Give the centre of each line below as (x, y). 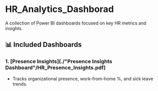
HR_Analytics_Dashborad (60, 9)
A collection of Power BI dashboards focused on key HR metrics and (76, 23)
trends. (20, 84)
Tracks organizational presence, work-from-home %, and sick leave (83, 78)
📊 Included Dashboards (43, 45)
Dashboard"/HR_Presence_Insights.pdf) (56, 67)
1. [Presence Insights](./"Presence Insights (59, 61)
